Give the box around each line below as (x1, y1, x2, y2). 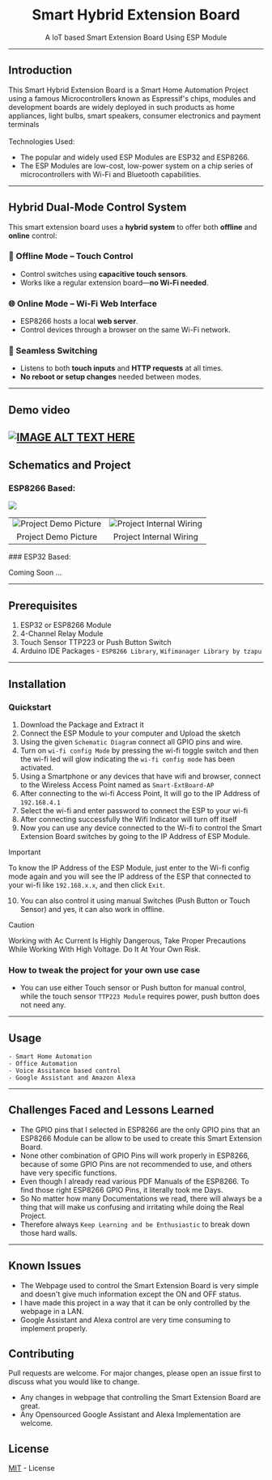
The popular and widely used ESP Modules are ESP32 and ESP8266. (19, 152, 249, 162)
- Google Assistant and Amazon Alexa (8, 1074, 136, 1082)
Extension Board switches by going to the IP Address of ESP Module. (19, 831, 251, 841)
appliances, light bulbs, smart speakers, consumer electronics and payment (8, 111, 261, 121)
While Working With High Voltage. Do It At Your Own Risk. (8, 944, 201, 954)
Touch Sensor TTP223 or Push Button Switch (19, 638, 172, 647)
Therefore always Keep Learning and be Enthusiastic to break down (19, 1219, 251, 1229)
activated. (19, 762, 54, 772)
